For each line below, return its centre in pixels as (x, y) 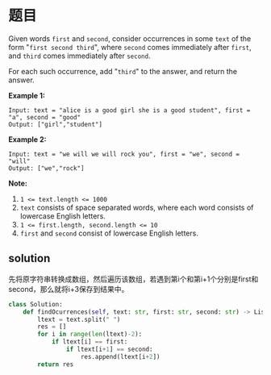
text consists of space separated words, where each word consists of (137, 207)
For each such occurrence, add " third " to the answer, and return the (123, 71)
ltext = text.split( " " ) (79, 319)
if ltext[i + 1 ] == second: (109, 349)
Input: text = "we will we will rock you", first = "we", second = (124, 154)
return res (56, 364)
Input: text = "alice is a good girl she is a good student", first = (129, 110)
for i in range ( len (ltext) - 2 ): (90, 335)
